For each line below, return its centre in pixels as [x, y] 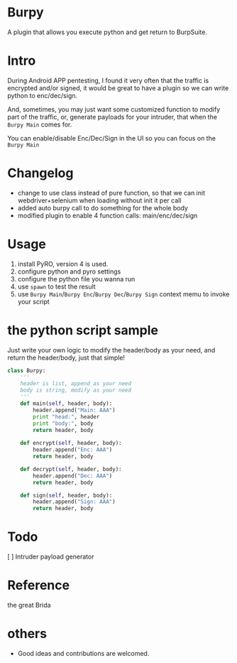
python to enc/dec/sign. [43, 95]
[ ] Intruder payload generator [51, 557]
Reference [38, 585]
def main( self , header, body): [66, 404]
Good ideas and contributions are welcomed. [83, 653]
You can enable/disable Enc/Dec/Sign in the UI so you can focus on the [112, 138]
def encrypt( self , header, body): [71, 443]
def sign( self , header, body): [66, 495]
